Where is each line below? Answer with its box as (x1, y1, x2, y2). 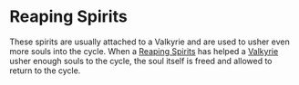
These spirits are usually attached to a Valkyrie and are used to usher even (9, 36, 290, 47)
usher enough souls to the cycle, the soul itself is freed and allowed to (9, 55, 273, 66)
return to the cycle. (9, 65, 81, 76)
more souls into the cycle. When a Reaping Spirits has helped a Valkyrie (9, 45, 279, 56)
